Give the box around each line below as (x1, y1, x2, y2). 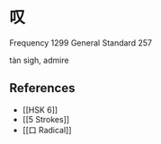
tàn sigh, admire (9, 55, 69, 65)
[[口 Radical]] (22, 124, 72, 135)
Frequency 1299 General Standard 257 (9, 37, 153, 48)
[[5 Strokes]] (22, 114, 70, 124)
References (9, 80, 76, 96)
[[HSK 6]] (22, 104, 58, 115)
